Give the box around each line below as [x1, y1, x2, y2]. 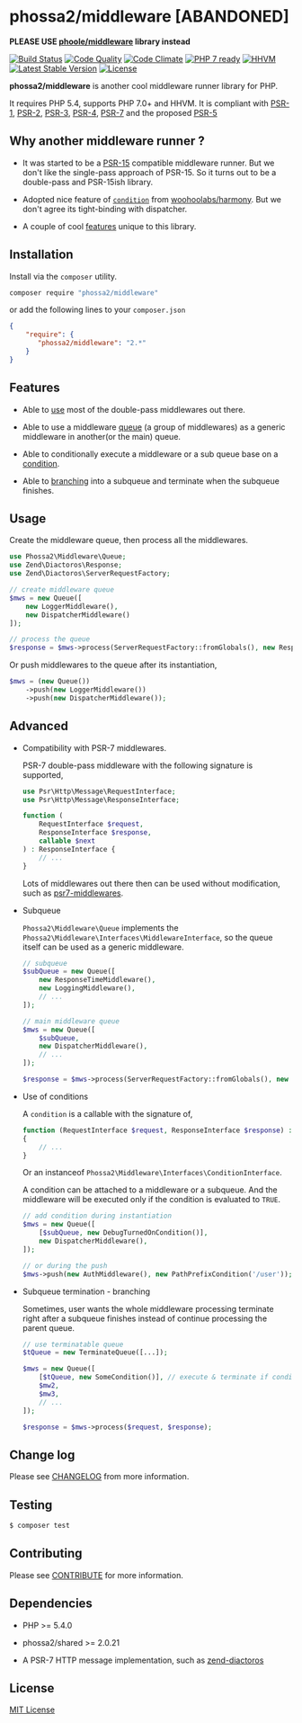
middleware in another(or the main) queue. [22, 431, 182, 442]
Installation [9, 247, 74, 263]
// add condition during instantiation [22, 1211, 173, 1220]
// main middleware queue [22, 1016, 120, 1026]
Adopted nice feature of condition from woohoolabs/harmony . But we [22, 193, 281, 204]
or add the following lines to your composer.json [9, 304, 186, 316]
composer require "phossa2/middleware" [9, 288, 159, 298]
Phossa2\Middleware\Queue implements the [22, 922, 179, 933]
